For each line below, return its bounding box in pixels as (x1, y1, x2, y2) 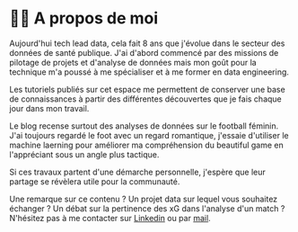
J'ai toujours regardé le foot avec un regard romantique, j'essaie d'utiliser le (9, 129, 289, 140)
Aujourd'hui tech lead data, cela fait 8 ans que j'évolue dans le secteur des (9, 38, 285, 49)
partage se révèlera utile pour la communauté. (9, 175, 180, 187)
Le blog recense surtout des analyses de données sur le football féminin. (9, 120, 279, 131)
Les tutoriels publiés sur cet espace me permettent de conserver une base (9, 84, 285, 94)
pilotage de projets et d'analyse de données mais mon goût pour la (9, 57, 258, 67)
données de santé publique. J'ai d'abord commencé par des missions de (9, 47, 279, 58)
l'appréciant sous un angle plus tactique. (9, 148, 160, 160)
